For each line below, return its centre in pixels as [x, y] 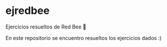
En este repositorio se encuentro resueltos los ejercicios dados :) [83, 38]
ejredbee [28, 11]
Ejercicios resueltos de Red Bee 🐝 [46, 27]
